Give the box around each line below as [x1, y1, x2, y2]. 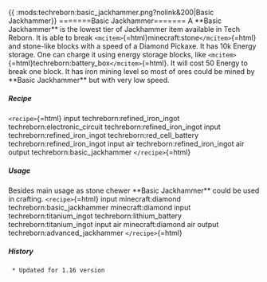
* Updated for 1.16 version [11, 266, 105, 274]
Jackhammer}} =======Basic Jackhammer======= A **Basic [8, 16, 222, 25]
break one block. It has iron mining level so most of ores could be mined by [8, 67, 255, 76]
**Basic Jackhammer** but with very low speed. [8, 76, 170, 84]
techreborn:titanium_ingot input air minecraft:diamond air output [8, 219, 219, 229]
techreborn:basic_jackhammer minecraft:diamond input [8, 202, 191, 212]
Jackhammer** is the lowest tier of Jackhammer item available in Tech [8, 25, 241, 33]
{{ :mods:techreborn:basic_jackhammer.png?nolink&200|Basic [8, 8, 214, 17]
